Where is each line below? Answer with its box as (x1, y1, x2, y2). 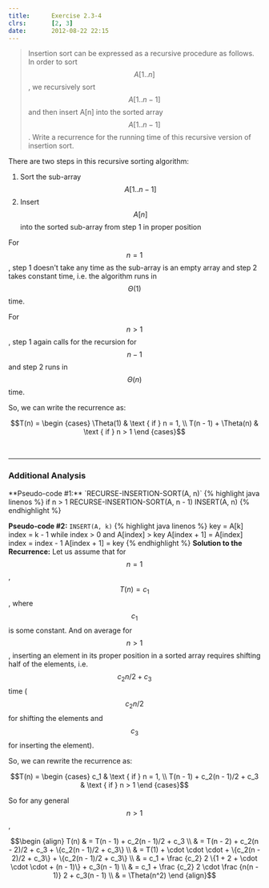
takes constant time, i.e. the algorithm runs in (8, 271, 158, 281)
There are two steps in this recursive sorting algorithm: (8, 157, 190, 166)
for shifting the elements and (8, 713, 103, 723)
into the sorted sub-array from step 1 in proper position (19, 222, 202, 232)
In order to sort (27, 57, 78, 67)
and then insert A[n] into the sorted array (27, 108, 163, 117)
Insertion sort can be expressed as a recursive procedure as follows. (27, 49, 255, 59)
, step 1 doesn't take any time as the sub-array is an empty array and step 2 (8, 263, 258, 273)
